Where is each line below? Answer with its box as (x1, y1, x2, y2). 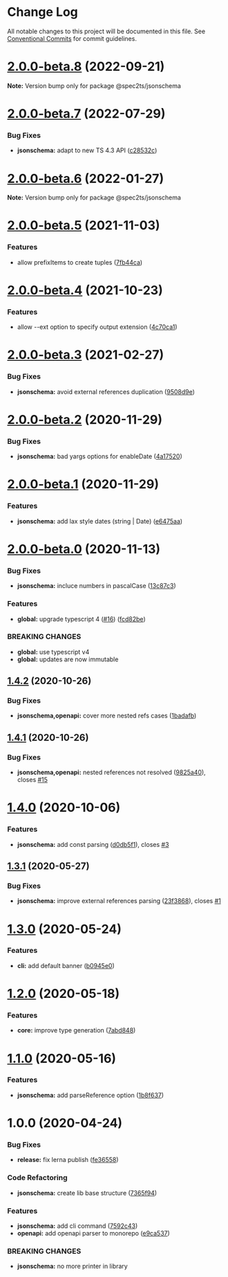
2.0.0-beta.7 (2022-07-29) (7, 106, 166, 122)
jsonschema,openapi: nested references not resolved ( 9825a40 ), (17, 768, 206, 776)
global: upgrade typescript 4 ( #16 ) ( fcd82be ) (17, 614, 146, 623)
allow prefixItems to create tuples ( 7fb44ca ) (17, 258, 143, 267)
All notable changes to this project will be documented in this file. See (7, 27, 206, 35)
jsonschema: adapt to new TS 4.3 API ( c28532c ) (17, 146, 158, 154)
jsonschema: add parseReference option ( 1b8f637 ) (17, 1091, 164, 1099)
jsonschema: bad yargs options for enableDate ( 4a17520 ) (17, 452, 183, 461)
